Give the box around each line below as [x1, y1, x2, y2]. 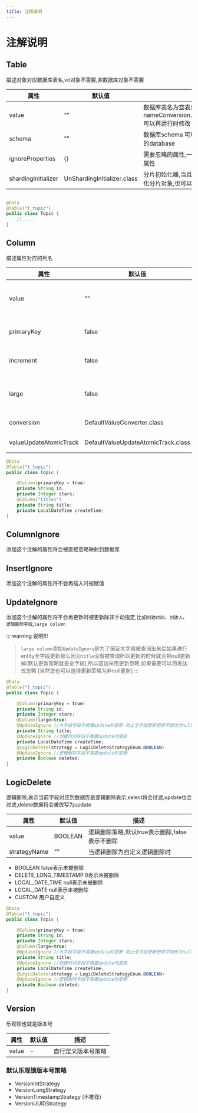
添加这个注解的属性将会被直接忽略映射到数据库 [6, 546, 120, 553]
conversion [9, 418, 40, 426]
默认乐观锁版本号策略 [6, 1066, 67, 1075]
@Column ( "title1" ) [16, 497, 62, 502]
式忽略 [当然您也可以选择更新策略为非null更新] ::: [20, 667, 139, 674]
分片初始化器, [143, 170, 181, 178]
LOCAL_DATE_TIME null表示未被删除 [14, 879, 103, 886]
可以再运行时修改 [143, 119, 191, 128]
